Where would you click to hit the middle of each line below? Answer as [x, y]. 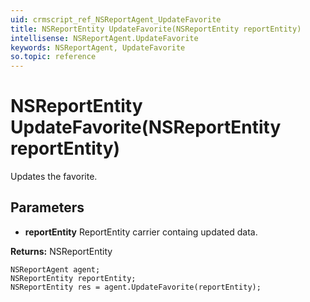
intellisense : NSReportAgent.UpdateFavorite [104, 38]
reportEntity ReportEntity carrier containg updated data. [141, 232]
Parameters [47, 207]
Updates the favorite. [54, 177]
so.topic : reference [53, 57]
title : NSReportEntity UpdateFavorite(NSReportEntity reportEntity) [156, 29]
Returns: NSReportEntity [61, 251]
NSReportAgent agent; [55, 269]
